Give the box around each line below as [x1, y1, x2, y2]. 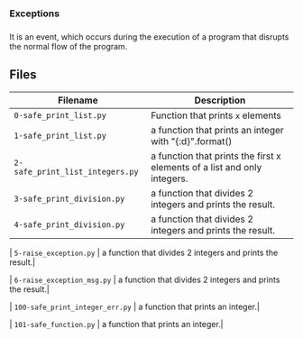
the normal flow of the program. [9, 41, 128, 51]
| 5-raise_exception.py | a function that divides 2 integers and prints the [9, 247, 279, 258]
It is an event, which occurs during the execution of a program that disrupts [9, 31, 289, 42]
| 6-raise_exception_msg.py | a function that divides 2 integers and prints [9, 274, 280, 285]
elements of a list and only [150, 160, 262, 173]
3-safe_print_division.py [14, 193, 125, 204]
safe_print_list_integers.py [14, 166, 139, 177]
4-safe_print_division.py [14, 219, 125, 230]
